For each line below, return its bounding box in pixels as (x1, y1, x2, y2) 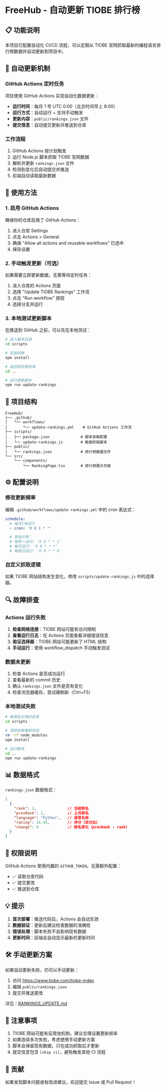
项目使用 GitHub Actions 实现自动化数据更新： (5, 92, 100, 98)
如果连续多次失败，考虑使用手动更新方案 (12, 1037, 95, 1043)
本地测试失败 (5, 703, 36, 710)
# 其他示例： (9, 535, 33, 540)
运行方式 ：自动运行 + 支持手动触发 (12, 109, 83, 115)
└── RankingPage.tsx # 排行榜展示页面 (23, 463, 111, 469)
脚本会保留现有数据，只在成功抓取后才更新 (12, 1043, 100, 1049)
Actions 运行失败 (5, 614, 46, 621)
